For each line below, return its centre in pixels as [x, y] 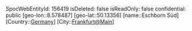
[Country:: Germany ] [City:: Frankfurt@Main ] [60, 22]
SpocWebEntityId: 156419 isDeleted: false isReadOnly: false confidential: [96, 9]
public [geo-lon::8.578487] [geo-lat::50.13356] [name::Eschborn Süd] [92, 15]
